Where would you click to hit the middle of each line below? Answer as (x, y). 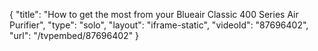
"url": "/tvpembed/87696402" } (74, 35)
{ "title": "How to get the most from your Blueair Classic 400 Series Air (154, 14)
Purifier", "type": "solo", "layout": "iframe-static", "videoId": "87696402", (159, 25)
